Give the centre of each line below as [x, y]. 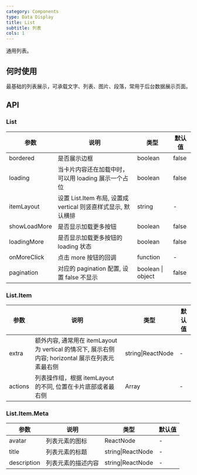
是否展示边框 [76, 158]
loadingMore [26, 241]
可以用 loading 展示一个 [90, 178]
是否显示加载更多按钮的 [90, 237]
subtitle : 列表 [24, 28]
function [148, 257]
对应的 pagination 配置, [89, 268]
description [25, 463]
